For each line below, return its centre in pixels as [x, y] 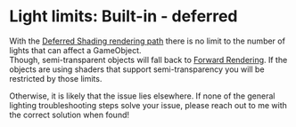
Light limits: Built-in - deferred [123, 16]
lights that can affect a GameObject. [75, 50]
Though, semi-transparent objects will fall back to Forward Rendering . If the [148, 60]
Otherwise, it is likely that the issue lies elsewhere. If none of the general [142, 96]
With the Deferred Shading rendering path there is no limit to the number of [147, 41]
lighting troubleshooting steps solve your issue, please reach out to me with [148, 105]
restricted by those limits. [56, 78]
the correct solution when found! [70, 115]
